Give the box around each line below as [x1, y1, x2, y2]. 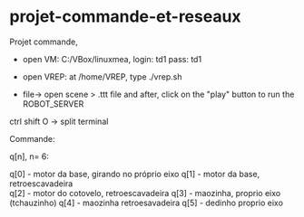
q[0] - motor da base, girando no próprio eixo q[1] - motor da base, [9, 168, 260, 179]
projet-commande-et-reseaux [9, 6, 242, 27]
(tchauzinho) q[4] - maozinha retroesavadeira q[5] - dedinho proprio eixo [9, 197, 284, 208]
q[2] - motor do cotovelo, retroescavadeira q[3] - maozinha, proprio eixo [9, 187, 281, 198]
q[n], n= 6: [9, 151, 50, 162]
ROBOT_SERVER [22, 98, 84, 109]
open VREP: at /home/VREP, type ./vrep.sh [22, 71, 182, 82]
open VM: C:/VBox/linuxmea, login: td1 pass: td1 [22, 53, 202, 64]
